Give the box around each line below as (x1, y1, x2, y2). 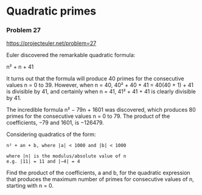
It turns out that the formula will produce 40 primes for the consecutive (6, 75, 184, 83)
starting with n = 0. (6, 182, 54, 190)
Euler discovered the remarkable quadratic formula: (6, 52, 136, 59)
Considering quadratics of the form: (6, 131, 96, 138)
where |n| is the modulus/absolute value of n (6, 153, 127, 159)
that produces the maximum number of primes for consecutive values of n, (6, 176, 195, 183)
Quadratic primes (6, 4, 96, 18)
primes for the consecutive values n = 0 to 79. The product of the (6, 112, 170, 120)
